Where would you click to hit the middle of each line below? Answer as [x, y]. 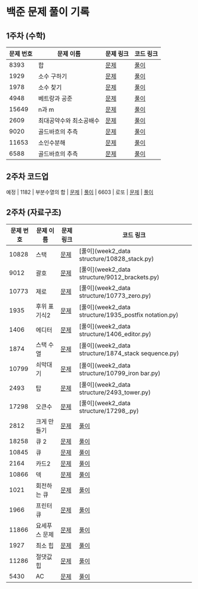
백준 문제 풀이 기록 [48, 12]
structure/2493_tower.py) [115, 392]
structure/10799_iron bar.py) [120, 373]
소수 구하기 [53, 76]
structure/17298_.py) [109, 411]
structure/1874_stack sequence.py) [129, 353]
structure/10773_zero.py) [115, 295]
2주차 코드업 [27, 177]
